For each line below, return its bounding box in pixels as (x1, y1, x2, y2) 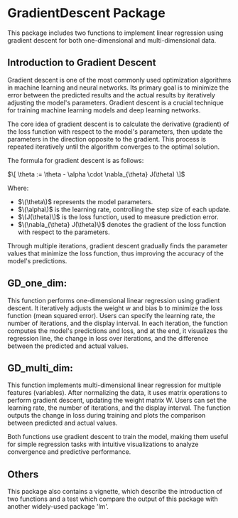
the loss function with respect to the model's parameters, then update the (7, 127, 223, 136)
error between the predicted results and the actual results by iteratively (7, 90, 215, 99)
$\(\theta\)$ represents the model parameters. (17, 197, 153, 206)
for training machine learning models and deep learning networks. (7, 105, 201, 115)
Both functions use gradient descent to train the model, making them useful (7, 433, 229, 441)
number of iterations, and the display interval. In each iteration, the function (7, 319, 228, 327)
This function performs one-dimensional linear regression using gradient (7, 296, 220, 305)
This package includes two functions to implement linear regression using (7, 28, 224, 37)
